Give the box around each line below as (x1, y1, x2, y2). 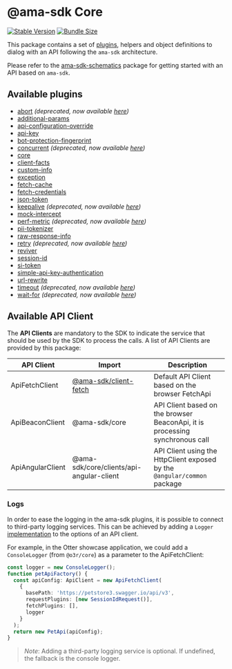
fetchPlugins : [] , (25, 603, 79, 610)
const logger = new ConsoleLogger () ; (7, 564, 116, 571)
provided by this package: (7, 343, 81, 352)
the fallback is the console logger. (23, 654, 121, 663)
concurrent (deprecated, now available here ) (17, 143, 146, 152)
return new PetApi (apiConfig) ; (13, 628, 104, 635)
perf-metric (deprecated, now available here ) (17, 217, 147, 225)
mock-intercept (17, 209, 61, 218)
